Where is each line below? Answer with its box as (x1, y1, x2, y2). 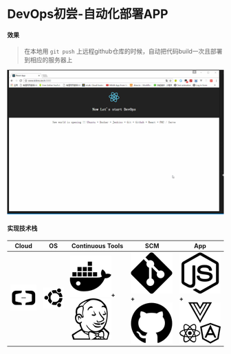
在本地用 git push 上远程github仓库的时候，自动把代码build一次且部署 (23, 47, 223, 56)
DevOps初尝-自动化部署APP (7, 6, 168, 22)
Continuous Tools (71, 242, 124, 250)
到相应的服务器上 (23, 56, 73, 64)
